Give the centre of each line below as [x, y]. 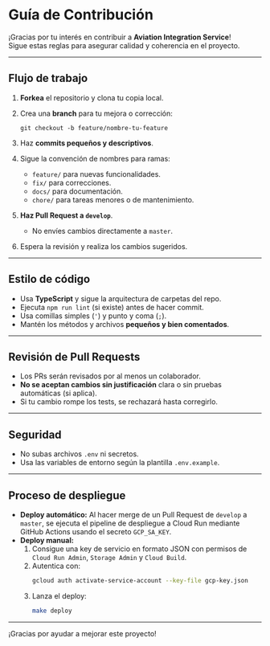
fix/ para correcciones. [72, 182]
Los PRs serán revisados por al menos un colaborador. [110, 376]
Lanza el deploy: [59, 595]
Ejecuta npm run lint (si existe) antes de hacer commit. [112, 307]
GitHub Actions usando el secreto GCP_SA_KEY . [96, 532]
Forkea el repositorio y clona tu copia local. [92, 97]
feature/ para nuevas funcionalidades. [96, 174]
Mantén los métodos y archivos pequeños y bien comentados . [125, 324]
